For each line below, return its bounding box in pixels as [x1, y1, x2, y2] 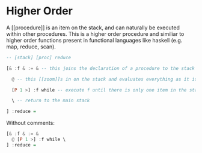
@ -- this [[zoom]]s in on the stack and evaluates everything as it [11, 76, 189, 82]
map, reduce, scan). [6, 43, 56, 50]
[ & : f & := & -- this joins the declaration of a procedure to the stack [6, 65, 195, 71]
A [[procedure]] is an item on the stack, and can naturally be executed [6, 24, 180, 31]
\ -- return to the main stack [11, 97, 90, 104]
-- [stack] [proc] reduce [6, 54, 71, 60]
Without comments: [6, 120, 55, 127]
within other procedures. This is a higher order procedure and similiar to [6, 30, 185, 37]
